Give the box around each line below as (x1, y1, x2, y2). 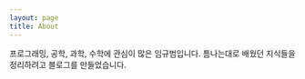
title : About (9, 22, 59, 31)
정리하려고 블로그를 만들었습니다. (9, 59, 127, 70)
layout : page (9, 13, 59, 23)
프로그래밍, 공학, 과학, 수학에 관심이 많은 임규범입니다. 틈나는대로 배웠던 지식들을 (9, 47, 296, 59)
